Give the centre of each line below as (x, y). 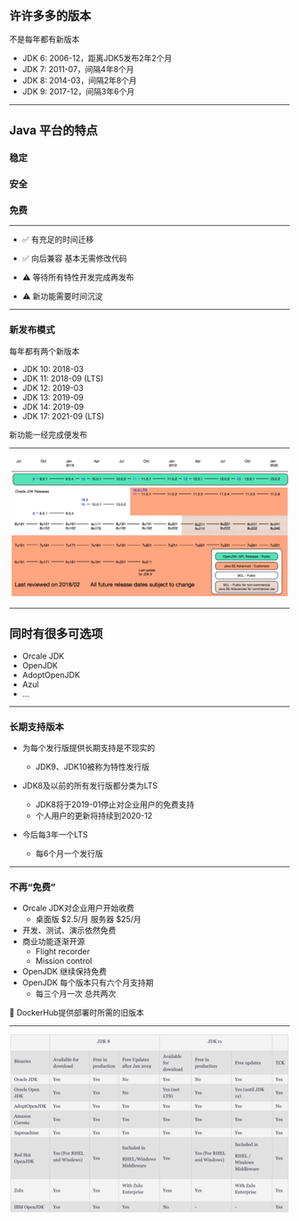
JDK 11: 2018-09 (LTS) (63, 378)
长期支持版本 (37, 726)
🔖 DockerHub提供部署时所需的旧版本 (77, 1013)
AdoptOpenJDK (51, 675)
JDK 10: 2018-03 (53, 368)
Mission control (64, 961)
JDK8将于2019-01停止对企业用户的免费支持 (115, 805)
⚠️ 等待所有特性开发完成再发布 (78, 278)
